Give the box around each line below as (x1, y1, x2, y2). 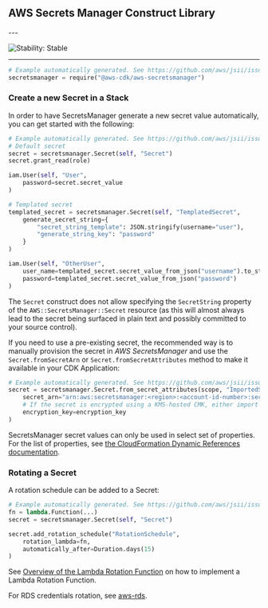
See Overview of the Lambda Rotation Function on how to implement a (8, 567, 241, 577)
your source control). (8, 322, 77, 331)
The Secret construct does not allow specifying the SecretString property (8, 296, 252, 306)
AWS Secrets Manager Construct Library (8, 6, 215, 20)
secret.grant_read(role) (8, 157, 91, 165)
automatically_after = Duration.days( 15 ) (22, 545, 156, 553)
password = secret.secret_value (22, 179, 124, 187)
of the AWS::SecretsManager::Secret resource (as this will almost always (8, 305, 245, 314)
